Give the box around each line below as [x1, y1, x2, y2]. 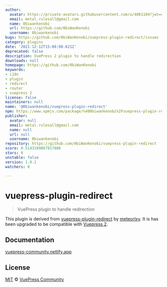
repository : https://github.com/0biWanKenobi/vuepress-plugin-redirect [5, 141, 157, 146]
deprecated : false [5, 49, 43, 54]
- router [5, 85, 23, 91]
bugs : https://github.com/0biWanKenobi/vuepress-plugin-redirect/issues [5, 35, 159, 40]
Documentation [5, 235, 55, 244]
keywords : [5, 68, 26, 72]
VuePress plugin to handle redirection [17, 207, 95, 213]
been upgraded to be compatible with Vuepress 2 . [5, 221, 108, 227]
